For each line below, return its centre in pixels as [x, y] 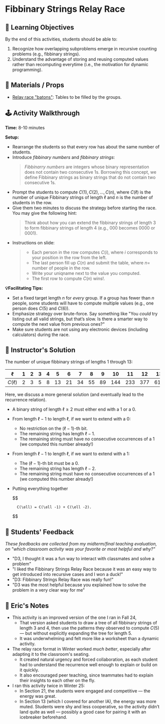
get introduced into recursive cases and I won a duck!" [68, 574]
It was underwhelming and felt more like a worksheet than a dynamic [89, 639]
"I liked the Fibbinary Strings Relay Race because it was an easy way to [84, 569]
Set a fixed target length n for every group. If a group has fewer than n [83, 298]
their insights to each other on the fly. [57, 681]
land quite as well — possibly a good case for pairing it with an [83, 712]
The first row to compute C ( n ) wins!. [69, 278]
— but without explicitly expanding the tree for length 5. [76, 633]
